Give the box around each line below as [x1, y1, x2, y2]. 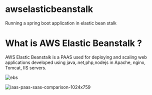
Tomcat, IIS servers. [5, 64, 46, 70]
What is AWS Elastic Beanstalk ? [5, 37, 142, 49]
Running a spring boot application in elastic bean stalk [5, 20, 116, 26]
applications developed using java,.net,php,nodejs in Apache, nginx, [5, 59, 146, 65]
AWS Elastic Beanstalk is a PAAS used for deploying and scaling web [5, 54, 147, 60]
